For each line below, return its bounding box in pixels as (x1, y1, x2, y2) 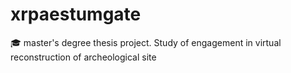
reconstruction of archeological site (10, 51, 157, 63)
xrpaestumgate (10, 3, 142, 26)
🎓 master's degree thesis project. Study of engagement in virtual (10, 36, 282, 48)
